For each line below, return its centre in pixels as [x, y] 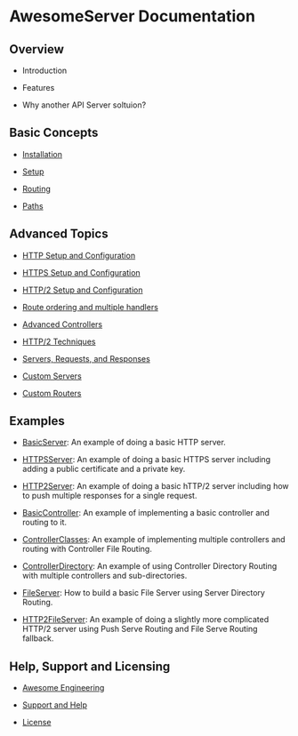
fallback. [38, 638]
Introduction [44, 70]
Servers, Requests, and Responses [86, 358]
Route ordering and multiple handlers [90, 307]
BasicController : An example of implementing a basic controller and [145, 513]
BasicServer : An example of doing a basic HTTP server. [124, 443]
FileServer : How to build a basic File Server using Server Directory [143, 593]
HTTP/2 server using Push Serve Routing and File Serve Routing [140, 629]
